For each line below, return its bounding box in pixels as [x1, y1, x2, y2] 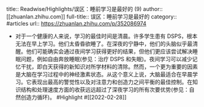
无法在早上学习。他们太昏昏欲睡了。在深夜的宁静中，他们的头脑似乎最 [15, 40, 193, 47]
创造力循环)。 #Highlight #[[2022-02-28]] [20, 94, 127, 101]
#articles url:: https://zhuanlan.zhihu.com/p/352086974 [6, 20, 147, 27]
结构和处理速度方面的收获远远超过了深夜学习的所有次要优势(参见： [20, 86, 189, 93]
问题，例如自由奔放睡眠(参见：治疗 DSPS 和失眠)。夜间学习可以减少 [20, 56, 192, 62]
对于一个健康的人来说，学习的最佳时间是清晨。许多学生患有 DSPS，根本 [15, 32, 198, 40]
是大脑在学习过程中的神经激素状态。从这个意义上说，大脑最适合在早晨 [15, 71, 193, 78]
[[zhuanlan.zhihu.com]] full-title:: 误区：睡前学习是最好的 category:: [6, 13, 177, 20]
